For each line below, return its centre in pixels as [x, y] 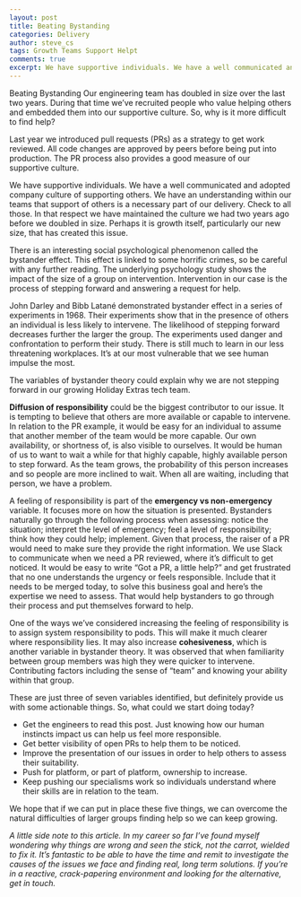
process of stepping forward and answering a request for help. [125, 288]
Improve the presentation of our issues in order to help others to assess [154, 753]
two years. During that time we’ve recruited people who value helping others [150, 102]
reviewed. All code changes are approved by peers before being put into [143, 148]
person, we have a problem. [61, 483]
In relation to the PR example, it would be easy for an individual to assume [146, 426]
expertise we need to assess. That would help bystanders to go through [142, 596]
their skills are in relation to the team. [90, 791]
